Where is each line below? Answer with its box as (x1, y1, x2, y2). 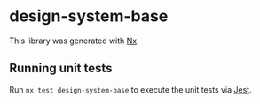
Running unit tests (9, 61, 113, 76)
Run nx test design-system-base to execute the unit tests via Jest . (9, 84, 252, 94)
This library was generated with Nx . (9, 35, 139, 46)
